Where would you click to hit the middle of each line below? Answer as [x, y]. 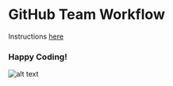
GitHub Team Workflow [86, 15]
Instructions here [36, 36]
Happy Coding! [38, 57]
